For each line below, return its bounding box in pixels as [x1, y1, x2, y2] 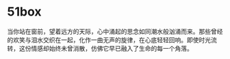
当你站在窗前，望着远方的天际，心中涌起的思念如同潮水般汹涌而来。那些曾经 [7, 27, 223, 35]
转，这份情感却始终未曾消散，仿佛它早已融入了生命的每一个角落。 [7, 44, 193, 52]
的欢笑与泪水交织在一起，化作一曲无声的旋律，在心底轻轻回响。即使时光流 [7, 35, 217, 44]
